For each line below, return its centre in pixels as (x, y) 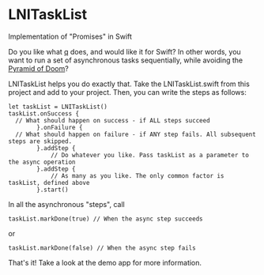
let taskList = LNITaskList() (58, 107)
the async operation (42, 162)
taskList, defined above (49, 183)
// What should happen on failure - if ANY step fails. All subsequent (136, 134)
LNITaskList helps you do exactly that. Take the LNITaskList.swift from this (129, 84)
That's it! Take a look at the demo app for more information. (105, 262)
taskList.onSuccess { (44, 113)
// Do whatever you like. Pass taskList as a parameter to (149, 155)
